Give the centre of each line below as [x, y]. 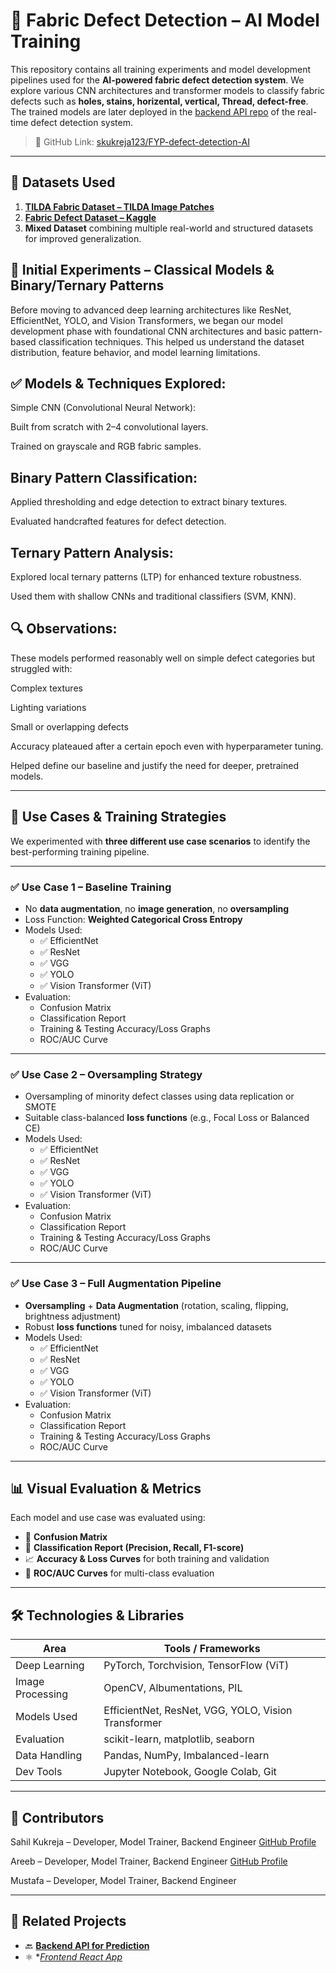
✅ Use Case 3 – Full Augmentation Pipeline [116, 1284]
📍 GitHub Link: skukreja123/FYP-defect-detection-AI [142, 141]
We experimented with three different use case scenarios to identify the [160, 841]
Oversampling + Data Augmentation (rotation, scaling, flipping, [156, 1305]
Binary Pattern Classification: [104, 477]
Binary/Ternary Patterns [87, 285]
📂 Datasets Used [63, 182]
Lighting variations [48, 707]
